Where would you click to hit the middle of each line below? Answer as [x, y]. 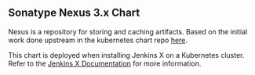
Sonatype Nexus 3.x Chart [74, 13]
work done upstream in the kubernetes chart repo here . [98, 40]
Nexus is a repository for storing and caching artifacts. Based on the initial [128, 31]
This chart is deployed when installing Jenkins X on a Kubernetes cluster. [126, 55]
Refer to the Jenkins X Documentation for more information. [105, 63]
